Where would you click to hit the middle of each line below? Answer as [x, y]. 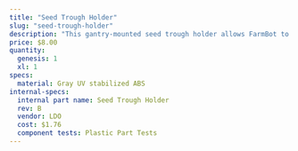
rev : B [29, 108]
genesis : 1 [37, 59]
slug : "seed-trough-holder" [62, 26]
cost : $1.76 [40, 125]
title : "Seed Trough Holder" [63, 17]
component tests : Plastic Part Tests [87, 133]
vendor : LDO [40, 116]
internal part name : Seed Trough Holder [93, 100]
